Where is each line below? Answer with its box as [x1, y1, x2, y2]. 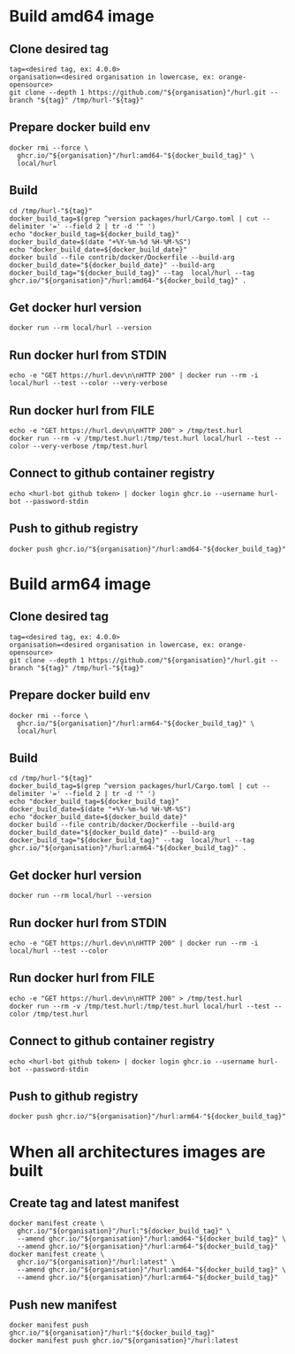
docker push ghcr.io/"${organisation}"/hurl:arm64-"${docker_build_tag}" [9, 1112, 287, 1121]
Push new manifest [9, 1297, 117, 1312]
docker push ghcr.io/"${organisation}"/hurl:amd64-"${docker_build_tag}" [9, 545, 287, 553]
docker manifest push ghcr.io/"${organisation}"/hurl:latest [9, 1336, 239, 1345]
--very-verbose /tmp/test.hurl [32, 442, 148, 451]
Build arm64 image [9, 574, 152, 594]
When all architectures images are [9, 1141, 267, 1162]
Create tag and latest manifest [9, 1195, 179, 1211]
